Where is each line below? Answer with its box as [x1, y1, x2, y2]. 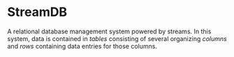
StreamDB [7, 4, 68, 20]
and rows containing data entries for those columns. [7, 42, 157, 50]
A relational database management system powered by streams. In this [7, 27, 212, 35]
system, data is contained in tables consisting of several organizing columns [7, 34, 227, 42]
